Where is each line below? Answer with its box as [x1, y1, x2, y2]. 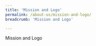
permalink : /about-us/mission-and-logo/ [5, 12, 92, 17]
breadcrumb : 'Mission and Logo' [5, 17, 73, 22]
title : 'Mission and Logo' [5, 7, 62, 13]
